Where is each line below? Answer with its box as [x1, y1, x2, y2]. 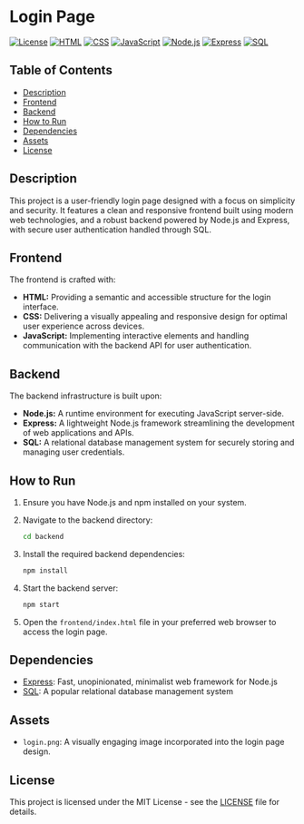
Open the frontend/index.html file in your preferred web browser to [22, 616, 277, 627]
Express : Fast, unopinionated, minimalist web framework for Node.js [22, 676, 279, 687]
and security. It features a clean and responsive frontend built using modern [9, 204, 294, 215]
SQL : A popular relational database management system [22, 686, 234, 697]
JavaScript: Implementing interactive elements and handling [22, 330, 250, 341]
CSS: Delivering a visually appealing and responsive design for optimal [22, 311, 288, 322]
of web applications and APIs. [22, 427, 134, 438]
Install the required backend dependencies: [22, 548, 186, 559]
